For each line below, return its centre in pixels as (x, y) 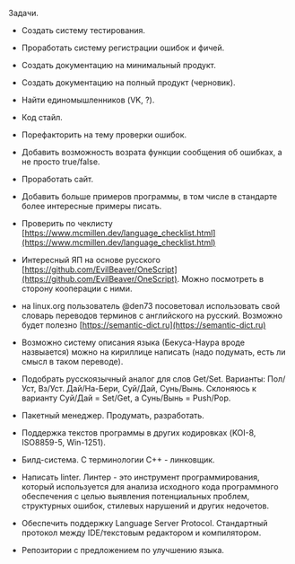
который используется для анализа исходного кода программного (150, 487)
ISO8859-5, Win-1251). (64, 442)
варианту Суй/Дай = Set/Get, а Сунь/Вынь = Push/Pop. (126, 398)
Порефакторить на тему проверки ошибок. (104, 135)
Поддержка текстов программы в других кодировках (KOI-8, (139, 433)
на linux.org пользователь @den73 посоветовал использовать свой (150, 306)
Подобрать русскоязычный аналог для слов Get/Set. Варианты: (143, 379)
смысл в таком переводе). (72, 361)
